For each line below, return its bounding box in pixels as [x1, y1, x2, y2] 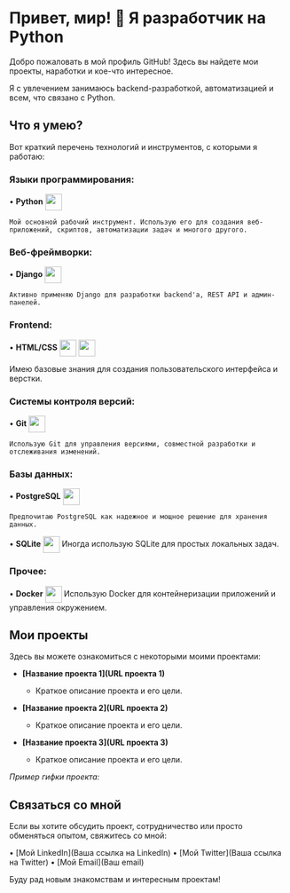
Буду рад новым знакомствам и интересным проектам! [9, 874, 222, 885]
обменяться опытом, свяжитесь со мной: [9, 830, 167, 842]
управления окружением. [9, 602, 107, 612]
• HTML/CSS [9, 342, 58, 352]
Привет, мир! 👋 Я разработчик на [9, 8, 266, 28]
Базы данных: [9, 468, 74, 480]
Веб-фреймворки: [9, 246, 93, 258]
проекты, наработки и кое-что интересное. [9, 66, 174, 76]
